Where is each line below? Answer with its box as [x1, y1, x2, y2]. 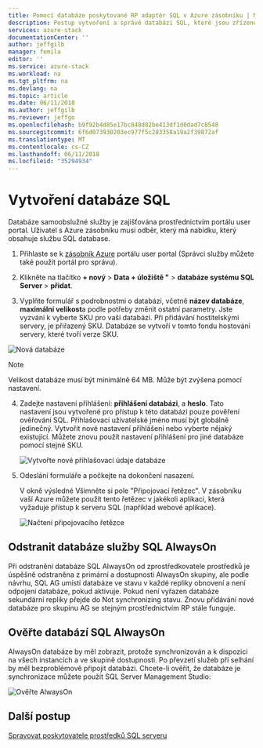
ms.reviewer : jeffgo [8, 114, 76, 122]
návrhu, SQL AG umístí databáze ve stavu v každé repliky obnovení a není [8, 578, 246, 587]
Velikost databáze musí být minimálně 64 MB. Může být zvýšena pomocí [8, 375, 243, 385]
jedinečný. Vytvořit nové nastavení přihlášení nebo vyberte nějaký [19, 424, 232, 433]
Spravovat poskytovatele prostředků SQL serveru [8, 731, 168, 740]
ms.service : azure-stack [8, 63, 89, 71]
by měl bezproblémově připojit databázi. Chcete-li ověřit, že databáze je [8, 663, 241, 673]
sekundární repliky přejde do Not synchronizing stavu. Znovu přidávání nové [8, 594, 254, 604]
